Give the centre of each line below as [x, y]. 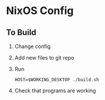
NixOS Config [40, 11]
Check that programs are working [55, 91]
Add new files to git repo [44, 58]
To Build [21, 32]
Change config [33, 46]
